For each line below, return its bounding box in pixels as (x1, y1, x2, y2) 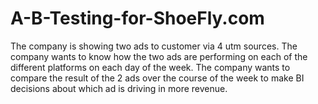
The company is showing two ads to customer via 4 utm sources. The (10, 40, 298, 52)
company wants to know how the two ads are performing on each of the (10, 50, 308, 62)
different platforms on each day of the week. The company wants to (10, 61, 291, 73)
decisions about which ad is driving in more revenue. (10, 82, 228, 94)
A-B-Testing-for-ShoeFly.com (10, 7, 265, 30)
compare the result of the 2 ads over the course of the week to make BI (10, 72, 305, 84)
